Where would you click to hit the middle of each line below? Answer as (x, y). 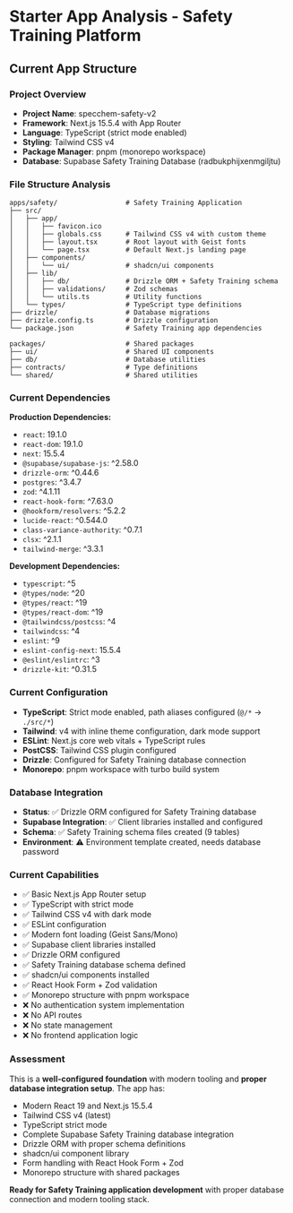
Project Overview (48, 94)
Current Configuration (59, 693)
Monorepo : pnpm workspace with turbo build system (121, 769)
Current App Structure (73, 69)
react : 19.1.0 (44, 434)
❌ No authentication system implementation (103, 1005)
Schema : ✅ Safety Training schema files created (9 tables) (131, 832)
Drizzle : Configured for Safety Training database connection (134, 760)
